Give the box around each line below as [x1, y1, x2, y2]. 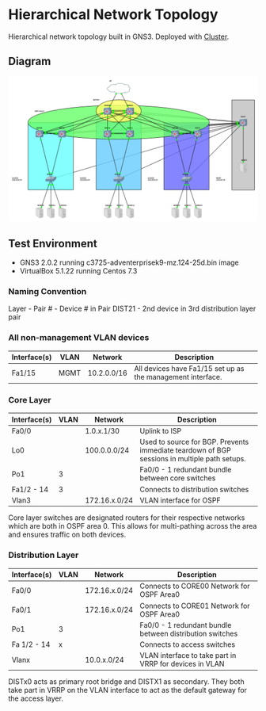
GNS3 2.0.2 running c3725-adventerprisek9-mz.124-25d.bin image [19, 258, 239, 267]
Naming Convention [8, 285, 87, 296]
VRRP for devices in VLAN [139, 659, 225, 669]
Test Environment [8, 236, 97, 250]
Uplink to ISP [139, 426, 182, 435]
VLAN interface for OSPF [139, 495, 221, 505]
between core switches [139, 473, 216, 483]
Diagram [8, 55, 51, 68]
